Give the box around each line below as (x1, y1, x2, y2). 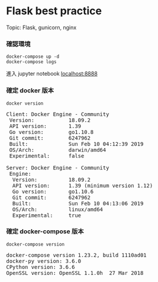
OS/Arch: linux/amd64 (12, 206, 104, 212)
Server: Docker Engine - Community (6, 164, 109, 171)
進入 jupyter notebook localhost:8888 (6, 70, 98, 77)
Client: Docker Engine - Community (6, 111, 109, 117)
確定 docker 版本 (6, 86, 54, 95)
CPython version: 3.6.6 (6, 264, 75, 270)
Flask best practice (6, 4, 102, 18)
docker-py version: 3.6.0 (6, 258, 82, 264)
